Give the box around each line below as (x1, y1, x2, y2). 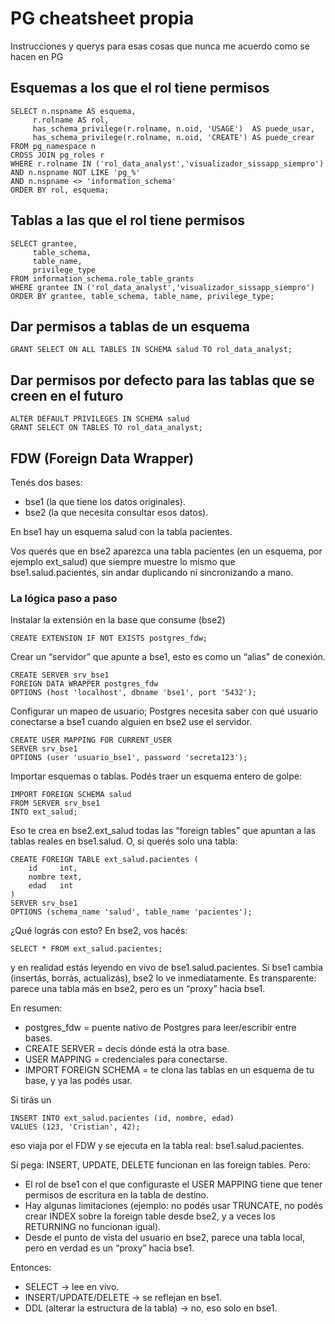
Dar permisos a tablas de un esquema (10, 318, 250, 335)
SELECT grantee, (10, 238, 78, 249)
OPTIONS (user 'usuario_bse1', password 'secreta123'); (10, 753, 248, 763)
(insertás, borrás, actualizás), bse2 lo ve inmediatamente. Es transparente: (10, 972, 317, 984)
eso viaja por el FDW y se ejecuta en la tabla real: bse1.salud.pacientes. (10, 1140, 305, 1152)
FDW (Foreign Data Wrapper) (10, 450, 195, 467)
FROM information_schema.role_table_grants (10, 273, 195, 284)
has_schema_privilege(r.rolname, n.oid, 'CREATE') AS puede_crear (32, 132, 315, 142)
